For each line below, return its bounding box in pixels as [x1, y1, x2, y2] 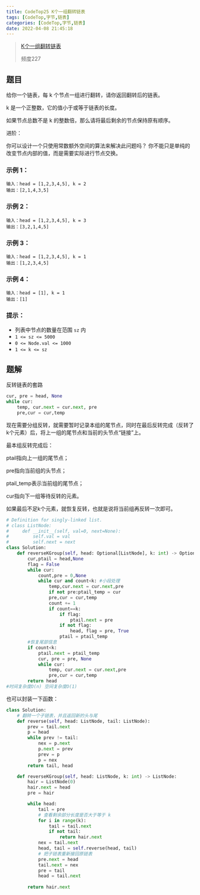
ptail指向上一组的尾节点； [6, 454, 69, 461]
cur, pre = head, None [6, 393, 62, 399]
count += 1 [48, 600, 76, 606]
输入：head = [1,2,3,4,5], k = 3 [6, 217, 86, 223]
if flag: [59, 611, 82, 617]
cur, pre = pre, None [37, 655, 92, 662]
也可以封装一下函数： [6, 695, 58, 702]
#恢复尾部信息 [27, 639, 57, 645]
